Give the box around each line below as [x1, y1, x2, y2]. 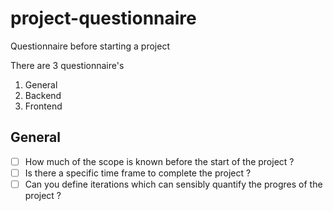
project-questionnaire [10, 7, 197, 30]
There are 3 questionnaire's [10, 59, 125, 71]
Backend [24, 89, 62, 101]
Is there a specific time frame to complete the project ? [24, 167, 252, 179]
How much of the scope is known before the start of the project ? [24, 155, 295, 167]
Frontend [24, 100, 63, 112]
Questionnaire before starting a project [10, 40, 170, 52]
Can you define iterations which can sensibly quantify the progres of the [24, 178, 323, 190]
